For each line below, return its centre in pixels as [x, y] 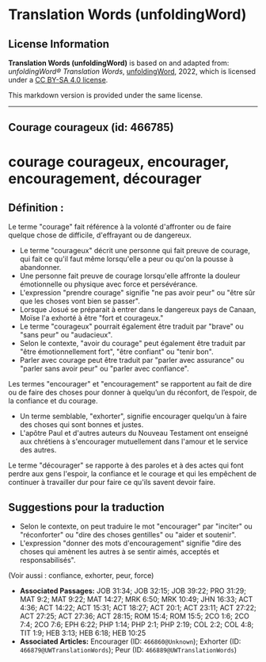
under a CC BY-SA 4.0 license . [58, 80]
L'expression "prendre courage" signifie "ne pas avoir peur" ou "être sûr [137, 293]
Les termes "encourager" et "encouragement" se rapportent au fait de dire [130, 384]
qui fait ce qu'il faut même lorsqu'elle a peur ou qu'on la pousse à [126, 259]
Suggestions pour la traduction [86, 507]
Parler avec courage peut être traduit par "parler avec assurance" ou [132, 360]
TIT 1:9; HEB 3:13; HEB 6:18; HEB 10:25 [83, 633]
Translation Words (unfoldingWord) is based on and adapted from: [119, 63]
